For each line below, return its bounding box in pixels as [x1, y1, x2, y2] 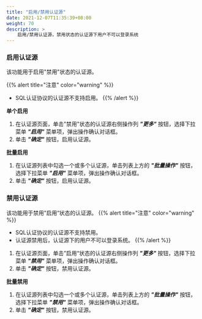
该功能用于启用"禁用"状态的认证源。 [6, 68, 98, 75]
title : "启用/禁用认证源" [6, 9, 66, 15]
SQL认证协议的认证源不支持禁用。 [15, 228, 102, 236]
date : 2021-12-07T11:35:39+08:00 [6, 15, 92, 21]
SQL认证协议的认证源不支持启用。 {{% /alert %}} [15, 94, 139, 102]
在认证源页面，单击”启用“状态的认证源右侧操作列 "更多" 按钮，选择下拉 [15, 249, 196, 256]
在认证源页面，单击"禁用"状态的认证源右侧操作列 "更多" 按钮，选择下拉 [15, 120, 196, 128]
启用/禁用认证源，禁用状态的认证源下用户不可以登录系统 [17, 32, 139, 38]
